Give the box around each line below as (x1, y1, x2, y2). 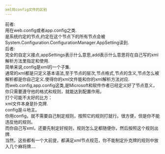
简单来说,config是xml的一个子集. (5, 64, 71, 70)
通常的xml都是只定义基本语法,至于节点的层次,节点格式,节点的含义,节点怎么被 (5, 70, 160, 76)
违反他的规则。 (5, 119, 35, 125)
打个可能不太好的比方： (5, 94, 53, 100)
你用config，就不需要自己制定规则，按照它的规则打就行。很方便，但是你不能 (5, 113, 160, 119)
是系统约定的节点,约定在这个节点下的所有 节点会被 (5, 33, 106, 39)
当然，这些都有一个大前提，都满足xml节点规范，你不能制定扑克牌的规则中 (5, 137, 155, 143)
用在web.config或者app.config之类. (5, 27, 77, 33)
